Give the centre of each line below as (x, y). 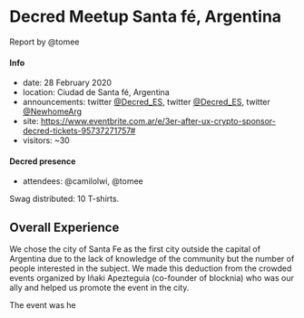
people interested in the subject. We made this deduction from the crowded (151, 268)
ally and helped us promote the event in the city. (99, 288)
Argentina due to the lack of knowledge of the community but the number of (152, 259)
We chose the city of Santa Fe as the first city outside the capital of (135, 249)
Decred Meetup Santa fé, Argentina (146, 17)
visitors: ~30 (46, 140)
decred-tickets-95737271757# (79, 131)
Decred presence (43, 161)
